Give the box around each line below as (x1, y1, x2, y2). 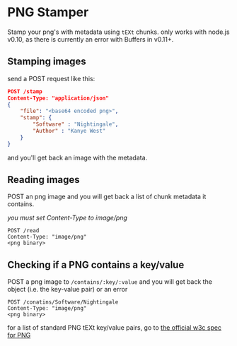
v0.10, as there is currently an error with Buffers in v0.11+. (7, 35, 174, 43)
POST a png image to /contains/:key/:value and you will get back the (7, 278, 212, 286)
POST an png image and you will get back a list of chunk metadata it (7, 192, 207, 201)
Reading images (7, 174, 80, 186)
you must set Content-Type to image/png (7, 213, 127, 222)
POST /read (7, 227, 40, 234)
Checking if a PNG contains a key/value (7, 258, 185, 270)
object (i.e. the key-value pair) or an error (7, 285, 128, 294)
